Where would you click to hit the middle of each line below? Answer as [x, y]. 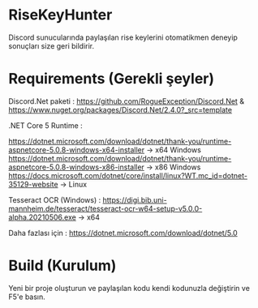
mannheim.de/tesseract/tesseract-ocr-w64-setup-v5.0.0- [105, 208]
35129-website [33, 184]
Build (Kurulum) [62, 266]
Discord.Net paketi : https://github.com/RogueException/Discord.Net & [127, 101]
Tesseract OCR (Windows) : [55, 199]
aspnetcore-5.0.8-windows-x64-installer [77, 150]
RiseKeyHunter [60, 15]
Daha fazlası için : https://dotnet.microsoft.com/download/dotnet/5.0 [123, 233]
